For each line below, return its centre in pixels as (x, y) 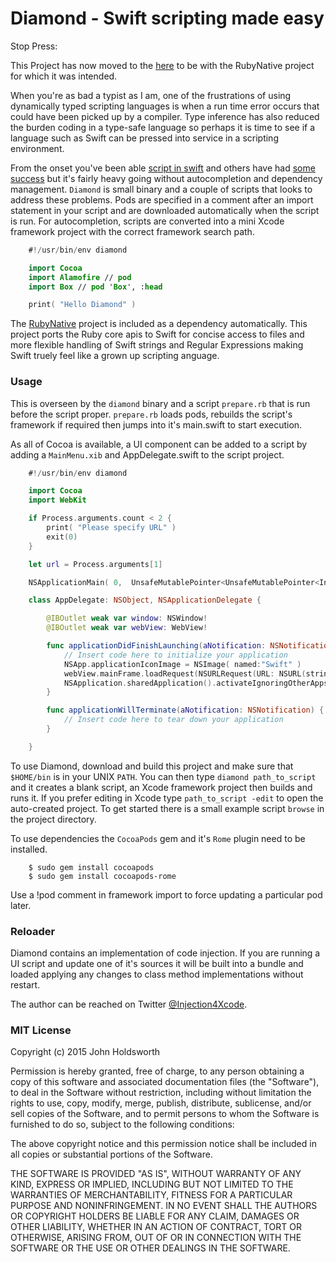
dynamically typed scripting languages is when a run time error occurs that (165, 106)
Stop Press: (34, 46)
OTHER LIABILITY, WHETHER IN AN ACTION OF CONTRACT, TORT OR (156, 1227)
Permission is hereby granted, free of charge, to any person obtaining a (157, 1071)
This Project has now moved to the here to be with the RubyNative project (162, 65)
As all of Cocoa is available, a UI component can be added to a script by (159, 444)
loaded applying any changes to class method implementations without (157, 974)
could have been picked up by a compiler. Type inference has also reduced (165, 116)
